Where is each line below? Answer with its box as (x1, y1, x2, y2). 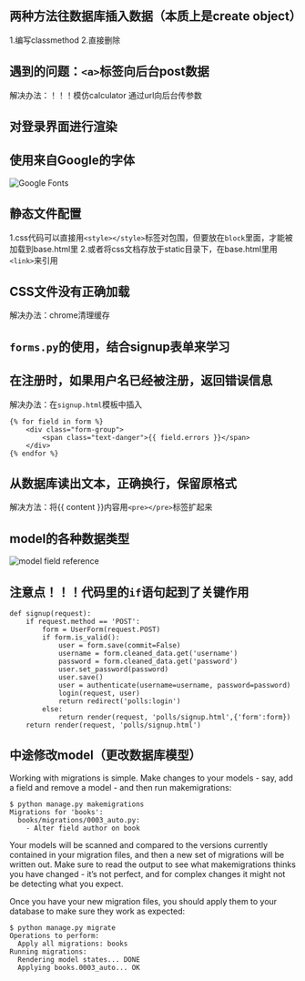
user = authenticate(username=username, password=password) (57, 681, 291, 690)
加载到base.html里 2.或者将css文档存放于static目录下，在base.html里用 (9, 243, 278, 254)
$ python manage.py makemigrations (9, 800, 145, 809)
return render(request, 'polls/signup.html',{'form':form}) (57, 713, 291, 722)
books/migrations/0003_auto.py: (17, 815, 141, 824)
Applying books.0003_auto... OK (17, 963, 141, 972)
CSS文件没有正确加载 (9, 284, 130, 300)
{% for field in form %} (9, 417, 104, 426)
